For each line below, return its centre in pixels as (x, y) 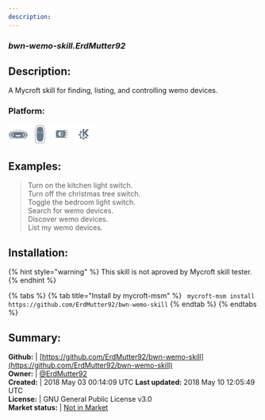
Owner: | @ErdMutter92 (48, 374)
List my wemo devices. (65, 227)
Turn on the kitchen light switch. (80, 185)
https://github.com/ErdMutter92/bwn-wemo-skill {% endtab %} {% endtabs (132, 304)
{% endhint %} (33, 280)
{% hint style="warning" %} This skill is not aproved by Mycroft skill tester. (130, 272)
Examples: (35, 167)
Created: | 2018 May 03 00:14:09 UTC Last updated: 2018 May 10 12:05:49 (132, 383)
